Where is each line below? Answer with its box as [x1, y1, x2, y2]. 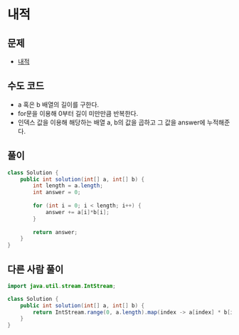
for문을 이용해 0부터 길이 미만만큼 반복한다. [17, 109, 139, 117]
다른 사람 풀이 [7, 263, 64, 275]
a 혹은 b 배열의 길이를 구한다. [17, 100, 100, 109]
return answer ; [33, 228, 78, 235]
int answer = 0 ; [33, 189, 81, 196]
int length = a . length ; [33, 182, 103, 189]
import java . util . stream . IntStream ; [7, 282, 116, 289]
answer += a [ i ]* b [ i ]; [45, 208, 110, 216]
